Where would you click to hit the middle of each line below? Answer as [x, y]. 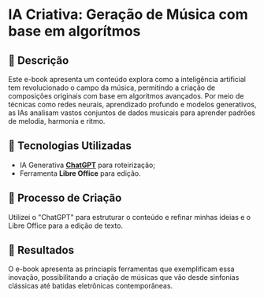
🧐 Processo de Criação [65, 198]
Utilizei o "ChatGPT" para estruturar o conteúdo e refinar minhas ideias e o [129, 217]
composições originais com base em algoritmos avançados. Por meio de [126, 96]
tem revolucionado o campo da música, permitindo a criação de [112, 88]
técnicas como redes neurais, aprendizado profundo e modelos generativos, [132, 104]
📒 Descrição [39, 60]
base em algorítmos [74, 31]
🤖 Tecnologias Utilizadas [70, 146]
